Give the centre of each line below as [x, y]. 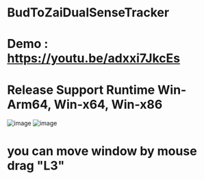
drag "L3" [36, 165]
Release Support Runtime [81, 90]
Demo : [28, 44]
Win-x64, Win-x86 [108, 104]
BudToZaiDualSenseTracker [88, 13]
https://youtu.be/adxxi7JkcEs [93, 59]
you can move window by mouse [102, 151]
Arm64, [29, 104]
